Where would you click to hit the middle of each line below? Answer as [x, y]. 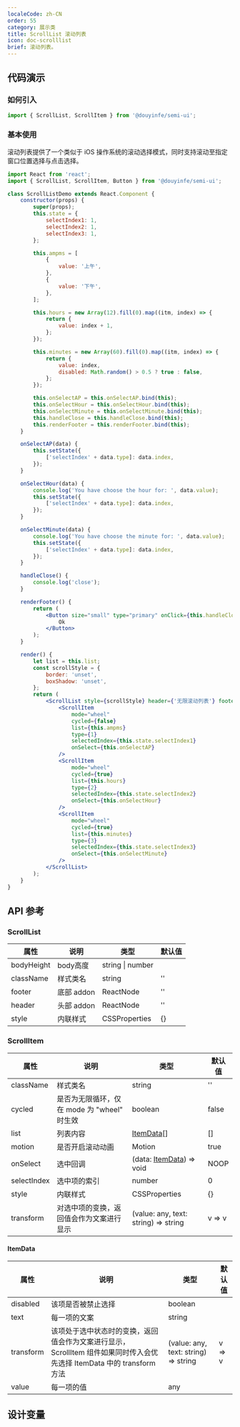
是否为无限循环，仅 [89, 1098]
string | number [127, 965]
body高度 [73, 966]
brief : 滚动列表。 [32, 47]
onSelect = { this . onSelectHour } [116, 801]
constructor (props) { [52, 201]
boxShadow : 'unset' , [76, 681]
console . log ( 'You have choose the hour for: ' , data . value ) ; [126, 490]
